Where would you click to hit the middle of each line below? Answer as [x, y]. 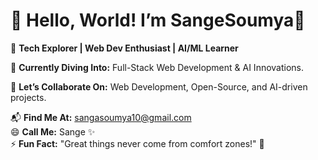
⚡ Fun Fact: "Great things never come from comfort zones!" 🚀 [137, 143]
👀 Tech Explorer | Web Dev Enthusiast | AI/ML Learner [124, 48]
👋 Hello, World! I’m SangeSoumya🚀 [158, 20]
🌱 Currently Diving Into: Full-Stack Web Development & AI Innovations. [157, 67]
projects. [28, 97]
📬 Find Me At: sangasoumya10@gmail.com [101, 117]
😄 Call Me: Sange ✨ [53, 131]
